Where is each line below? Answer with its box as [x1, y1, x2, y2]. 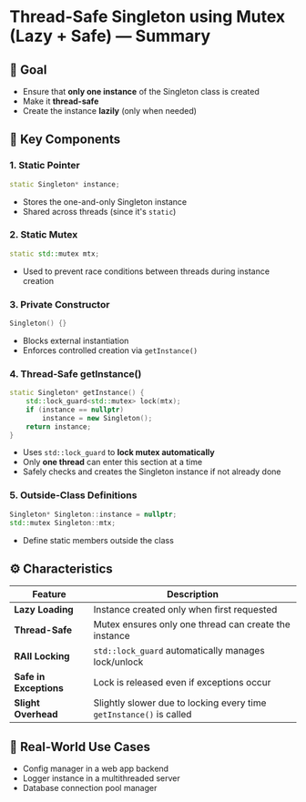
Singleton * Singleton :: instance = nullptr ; [9, 510, 178, 519]
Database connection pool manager [22, 783, 158, 794]
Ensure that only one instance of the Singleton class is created [22, 86, 260, 96]
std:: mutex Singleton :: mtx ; [9, 518, 117, 527]
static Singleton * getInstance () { [9, 389, 145, 398]
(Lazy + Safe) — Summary [9, 25, 211, 46]
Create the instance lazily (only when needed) [22, 106, 198, 116]
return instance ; [25, 421, 92, 431]
